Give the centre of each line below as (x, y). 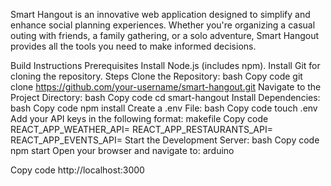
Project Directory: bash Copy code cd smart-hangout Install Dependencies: (165, 97)
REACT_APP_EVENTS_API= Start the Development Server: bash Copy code (165, 140)
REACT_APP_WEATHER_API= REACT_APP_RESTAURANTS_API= (141, 129)
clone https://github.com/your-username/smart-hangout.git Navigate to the (166, 87)
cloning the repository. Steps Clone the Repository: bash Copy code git (156, 76)
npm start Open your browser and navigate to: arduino (122, 150)
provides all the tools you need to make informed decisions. (133, 46)
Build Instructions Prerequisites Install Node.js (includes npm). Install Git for (165, 65)
